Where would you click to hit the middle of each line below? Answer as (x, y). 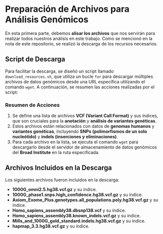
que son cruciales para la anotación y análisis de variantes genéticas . (84, 121)
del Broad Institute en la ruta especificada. (56, 153)
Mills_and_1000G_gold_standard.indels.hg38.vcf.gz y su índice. (79, 221)
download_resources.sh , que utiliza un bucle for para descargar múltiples (79, 76)
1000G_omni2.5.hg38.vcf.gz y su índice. (54, 189)
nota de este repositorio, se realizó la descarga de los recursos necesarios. (81, 43)
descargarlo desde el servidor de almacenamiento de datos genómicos (84, 147)
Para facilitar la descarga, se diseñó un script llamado (60, 71)
